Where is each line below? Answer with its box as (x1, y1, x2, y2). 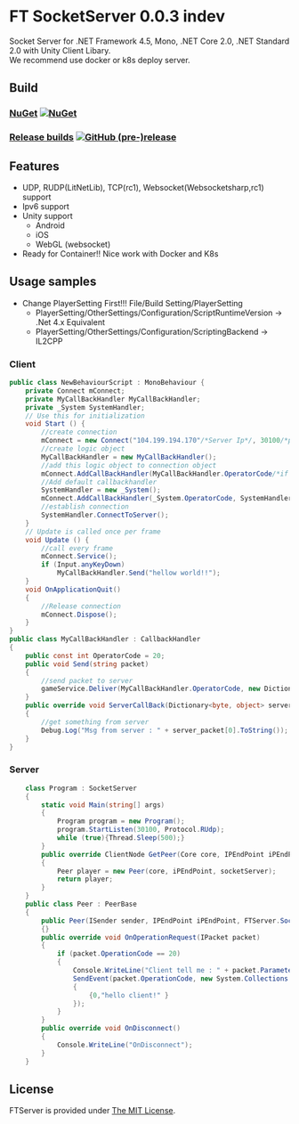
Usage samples (9, 274, 97, 289)
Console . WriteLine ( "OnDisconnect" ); (56, 1040, 193, 1049)
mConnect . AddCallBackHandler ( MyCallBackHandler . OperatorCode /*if (41, 469, 289, 478)
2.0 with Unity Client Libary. (9, 45, 111, 55)
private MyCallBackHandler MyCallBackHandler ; (25, 395, 201, 403)
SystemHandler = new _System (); (41, 485, 162, 495)
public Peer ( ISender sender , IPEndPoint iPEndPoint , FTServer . (41, 916, 280, 925)
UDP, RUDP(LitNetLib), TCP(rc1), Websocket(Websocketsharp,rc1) (21, 182, 264, 192)
